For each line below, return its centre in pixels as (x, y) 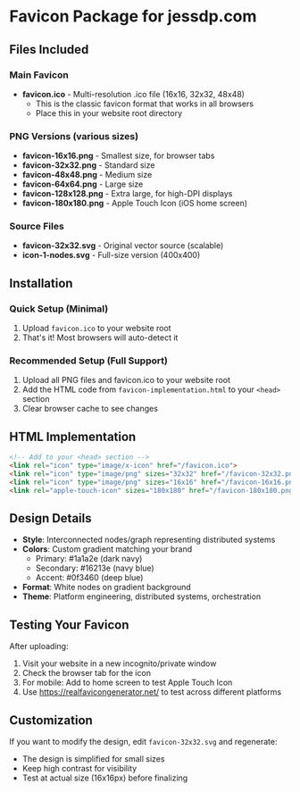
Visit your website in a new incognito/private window (119, 663)
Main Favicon (39, 75)
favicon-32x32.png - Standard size (88, 165)
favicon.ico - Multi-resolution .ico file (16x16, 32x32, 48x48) (133, 94)
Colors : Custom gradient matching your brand (107, 549)
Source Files (37, 227)
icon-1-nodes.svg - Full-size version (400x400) (111, 255)
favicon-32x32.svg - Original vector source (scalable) (123, 246)
